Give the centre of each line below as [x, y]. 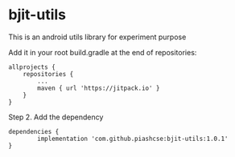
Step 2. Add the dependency [56, 117]
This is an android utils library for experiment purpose [97, 37]
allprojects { [32, 67]
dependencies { [34, 131]
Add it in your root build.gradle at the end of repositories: [103, 52]
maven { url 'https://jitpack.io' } [99, 88]
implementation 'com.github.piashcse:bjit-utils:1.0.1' [133, 139]
